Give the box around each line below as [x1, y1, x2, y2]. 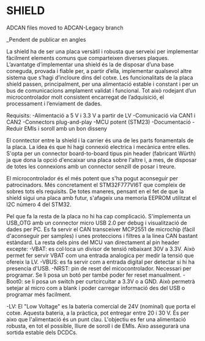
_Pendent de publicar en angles [6, 36, 86, 43]
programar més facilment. [6, 291, 72, 298]
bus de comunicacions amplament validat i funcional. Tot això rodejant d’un [6, 86, 196, 94]
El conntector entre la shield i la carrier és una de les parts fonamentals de [6, 136, 194, 144]
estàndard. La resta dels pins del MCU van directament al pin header [6, 239, 179, 246]
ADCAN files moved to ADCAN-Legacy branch [6, 24, 124, 31]
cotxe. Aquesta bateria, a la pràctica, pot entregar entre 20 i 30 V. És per [6, 309, 189, 316]
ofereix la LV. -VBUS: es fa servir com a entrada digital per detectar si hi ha [6, 258, 195, 266]
